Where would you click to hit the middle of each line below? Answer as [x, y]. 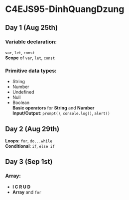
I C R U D [21, 187]
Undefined [23, 92]
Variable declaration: [31, 42]
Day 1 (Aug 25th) [32, 28]
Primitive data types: [31, 71]
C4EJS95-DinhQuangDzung [65, 9]
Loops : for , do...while [29, 141]
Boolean [21, 102]
